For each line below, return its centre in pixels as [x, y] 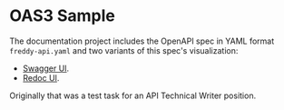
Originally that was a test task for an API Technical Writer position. [133, 95]
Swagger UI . [46, 68]
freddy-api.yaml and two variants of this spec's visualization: [124, 50]
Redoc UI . [41, 77]
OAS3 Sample [62, 16]
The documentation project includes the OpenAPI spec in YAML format [142, 41]
